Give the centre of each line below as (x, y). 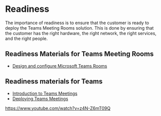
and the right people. (27, 39)
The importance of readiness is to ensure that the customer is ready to (77, 23)
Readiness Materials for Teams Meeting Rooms (80, 54)
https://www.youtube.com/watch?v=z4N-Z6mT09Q (58, 108)
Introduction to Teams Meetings (45, 93)
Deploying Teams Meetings (40, 98)
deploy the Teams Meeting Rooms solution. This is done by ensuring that (80, 28)
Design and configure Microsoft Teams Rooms (60, 66)
